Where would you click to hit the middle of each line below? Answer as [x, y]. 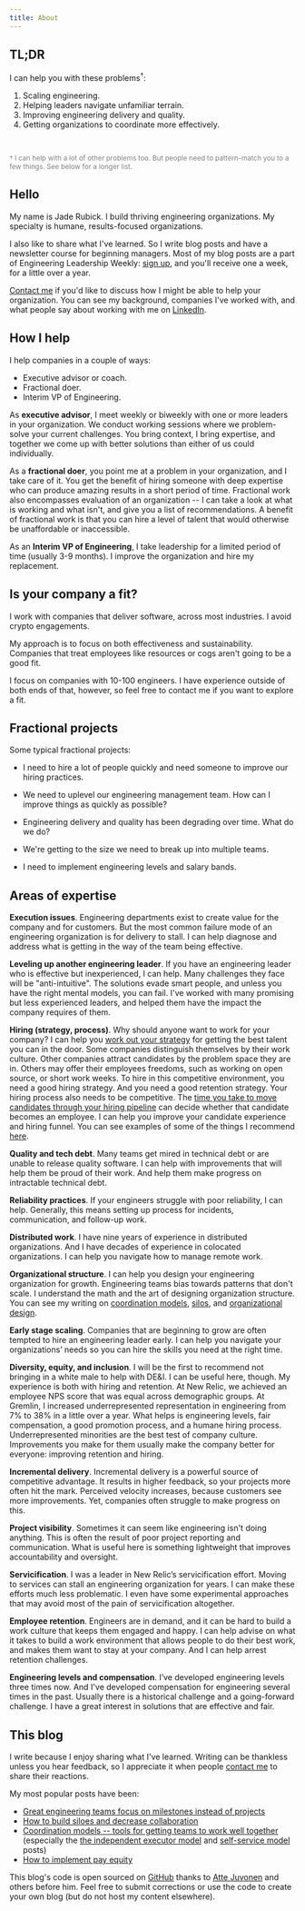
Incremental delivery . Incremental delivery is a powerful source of [134, 1472]
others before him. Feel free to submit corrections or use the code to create [151, 1886]
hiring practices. [53, 777]
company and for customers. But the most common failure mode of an [141, 927]
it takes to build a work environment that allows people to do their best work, [152, 1640]
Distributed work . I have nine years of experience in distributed [128, 1238]
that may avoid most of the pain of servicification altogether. [122, 1604]
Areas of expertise [63, 896]
